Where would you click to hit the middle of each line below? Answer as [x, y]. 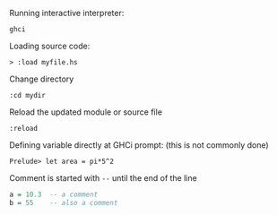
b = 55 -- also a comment [64, 202]
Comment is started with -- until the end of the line [103, 178]
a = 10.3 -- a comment [54, 194]
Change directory [42, 79]
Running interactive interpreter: [67, 13]
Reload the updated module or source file [86, 112]
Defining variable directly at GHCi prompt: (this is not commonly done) [139, 145]
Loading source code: [50, 46]
